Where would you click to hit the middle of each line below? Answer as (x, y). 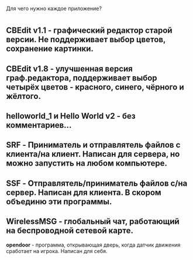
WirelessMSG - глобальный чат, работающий (93, 222)
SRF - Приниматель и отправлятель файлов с (93, 145)
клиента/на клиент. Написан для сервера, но (93, 154)
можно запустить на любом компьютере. (87, 163)
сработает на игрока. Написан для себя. (57, 251)
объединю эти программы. (59, 201)
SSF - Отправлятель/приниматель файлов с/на (97, 183)
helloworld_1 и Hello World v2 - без (71, 116)
